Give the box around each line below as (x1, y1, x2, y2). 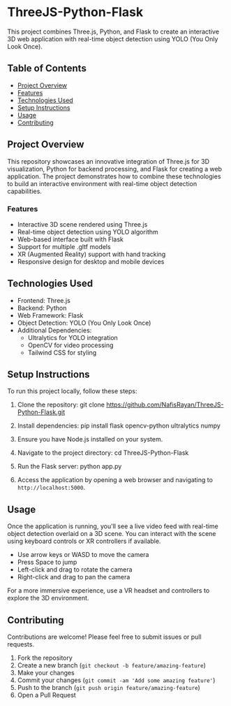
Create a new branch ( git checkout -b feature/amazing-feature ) (17, 661, 206, 670)
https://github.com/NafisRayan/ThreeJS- (105, 400, 224, 409)
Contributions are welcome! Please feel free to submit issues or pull (7, 633, 202, 641)
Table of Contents (7, 62, 87, 74)
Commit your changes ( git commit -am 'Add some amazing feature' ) (17, 676, 216, 684)
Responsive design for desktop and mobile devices (17, 257, 165, 266)
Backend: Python (17, 304, 67, 312)
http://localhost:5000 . (17, 483, 86, 492)
